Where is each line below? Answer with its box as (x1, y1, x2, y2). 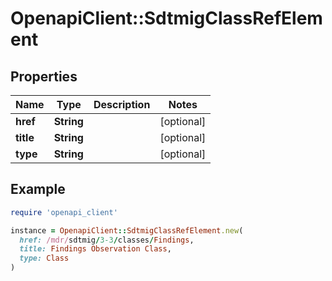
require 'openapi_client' (10, 207, 118, 217)
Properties (10, 68, 78, 85)
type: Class (19, 253, 70, 264)
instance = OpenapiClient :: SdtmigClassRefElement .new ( (10, 225, 244, 236)
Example (10, 181, 66, 198)
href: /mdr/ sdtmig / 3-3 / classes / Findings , (19, 235, 195, 245)
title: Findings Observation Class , (19, 244, 172, 254)
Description (93, 98, 151, 111)
